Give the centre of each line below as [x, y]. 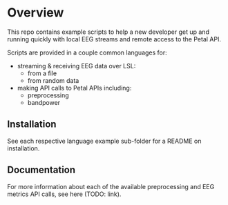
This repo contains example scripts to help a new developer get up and [108, 32]
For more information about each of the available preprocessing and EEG [111, 186]
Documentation [41, 170]
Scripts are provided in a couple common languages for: [87, 52]
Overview [36, 13]
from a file [42, 73]
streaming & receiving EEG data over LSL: [76, 66]
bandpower [44, 102]
